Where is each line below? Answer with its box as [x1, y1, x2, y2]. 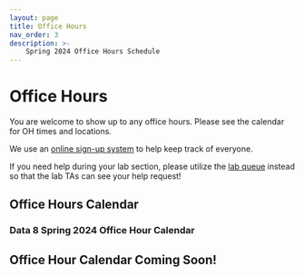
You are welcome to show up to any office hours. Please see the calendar [9, 116, 285, 127]
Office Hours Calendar [9, 197, 139, 212]
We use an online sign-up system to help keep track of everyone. [9, 143, 253, 154]
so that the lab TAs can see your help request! [9, 171, 181, 182]
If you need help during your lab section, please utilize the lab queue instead [9, 161, 295, 172]
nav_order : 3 [9, 30, 59, 39]
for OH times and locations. [9, 126, 112, 137]
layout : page [9, 13, 59, 23]
